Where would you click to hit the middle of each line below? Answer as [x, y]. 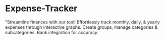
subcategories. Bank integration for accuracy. [52, 32]
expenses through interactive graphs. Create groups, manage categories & [81, 27]
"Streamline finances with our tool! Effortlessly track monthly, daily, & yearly [82, 22]
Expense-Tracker [41, 9]
